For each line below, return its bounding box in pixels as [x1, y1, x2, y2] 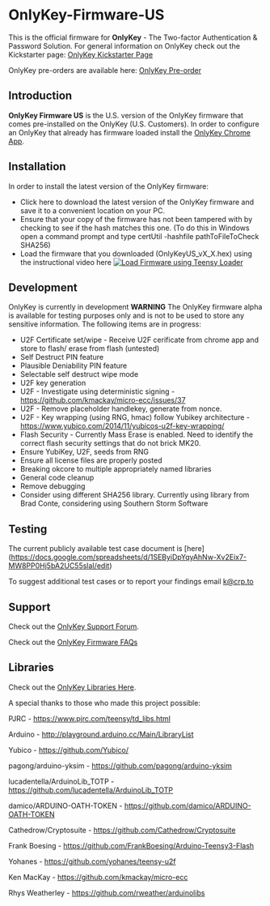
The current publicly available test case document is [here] [8, 544, 205, 553]
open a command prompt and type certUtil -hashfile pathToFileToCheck [19, 231, 259, 241]
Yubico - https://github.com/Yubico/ [8, 745, 129, 754]
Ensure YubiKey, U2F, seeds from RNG [19, 447, 150, 457]
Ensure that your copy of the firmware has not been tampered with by [19, 214, 253, 224]
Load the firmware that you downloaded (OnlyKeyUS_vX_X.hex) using [19, 249, 253, 259]
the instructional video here [19, 257, 112, 267]
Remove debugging [19, 481, 86, 491]
